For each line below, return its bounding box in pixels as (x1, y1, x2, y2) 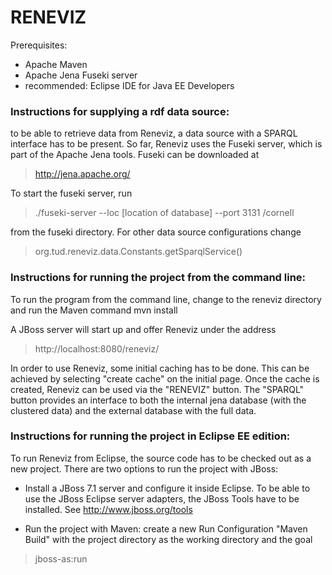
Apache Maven (24, 58, 88, 70)
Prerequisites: (10, 39, 68, 51)
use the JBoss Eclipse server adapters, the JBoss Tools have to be (24, 492, 300, 505)
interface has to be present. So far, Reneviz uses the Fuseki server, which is (10, 138, 323, 150)
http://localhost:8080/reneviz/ (34, 342, 160, 355)
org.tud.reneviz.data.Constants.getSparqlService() (34, 246, 243, 258)
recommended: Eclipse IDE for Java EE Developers (24, 79, 235, 91)
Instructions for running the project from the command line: (10, 271, 307, 285)
